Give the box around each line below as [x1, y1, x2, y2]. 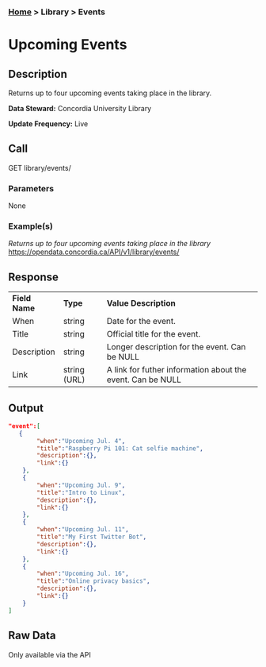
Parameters [8, 183, 54, 194]
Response [8, 270, 59, 283]
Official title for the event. [106, 329, 201, 340]
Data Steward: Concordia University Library [8, 103, 152, 113]
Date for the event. [106, 316, 176, 327]
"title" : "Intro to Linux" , [36, 488, 126, 496]
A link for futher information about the [106, 364, 247, 376]
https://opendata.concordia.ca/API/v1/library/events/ [8, 247, 180, 256]
